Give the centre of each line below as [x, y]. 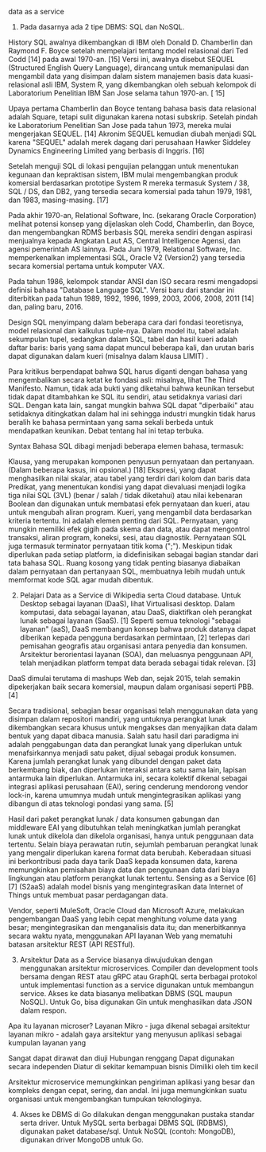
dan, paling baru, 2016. [46, 307]
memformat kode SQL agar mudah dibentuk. [81, 580]
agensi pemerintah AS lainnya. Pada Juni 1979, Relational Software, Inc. [125, 249]
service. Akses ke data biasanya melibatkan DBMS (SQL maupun [126, 993]
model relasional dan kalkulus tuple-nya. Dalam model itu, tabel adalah [124, 331]
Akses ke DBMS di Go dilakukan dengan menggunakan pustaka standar [137, 1114]
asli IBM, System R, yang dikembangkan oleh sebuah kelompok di [149, 84]
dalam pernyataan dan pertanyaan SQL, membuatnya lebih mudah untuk [127, 571]
